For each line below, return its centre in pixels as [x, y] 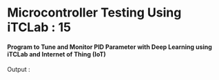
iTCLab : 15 [39, 27]
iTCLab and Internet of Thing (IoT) [57, 54]
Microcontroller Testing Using [94, 13]
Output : [19, 70]
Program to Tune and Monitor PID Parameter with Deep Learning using [109, 47]
